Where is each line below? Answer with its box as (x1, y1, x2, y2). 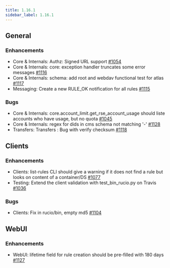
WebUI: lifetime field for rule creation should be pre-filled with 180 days (12, 252, 164, 258)
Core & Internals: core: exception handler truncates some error (12, 64, 146, 70)
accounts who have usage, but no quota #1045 (12, 116, 112, 122)
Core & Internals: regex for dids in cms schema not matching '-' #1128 (12, 121, 161, 128)
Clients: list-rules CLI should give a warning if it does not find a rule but (12, 169, 163, 175)
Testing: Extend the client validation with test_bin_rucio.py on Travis (12, 180, 157, 186)
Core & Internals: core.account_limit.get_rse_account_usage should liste (12, 110, 165, 116)
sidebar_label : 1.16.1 (5, 12, 54, 17)
